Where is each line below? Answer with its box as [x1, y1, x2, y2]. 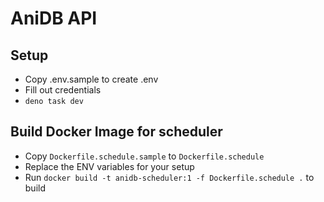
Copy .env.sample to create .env [24, 73, 159, 85]
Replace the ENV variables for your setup [24, 160, 195, 172]
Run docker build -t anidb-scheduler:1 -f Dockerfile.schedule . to [24, 171, 315, 183]
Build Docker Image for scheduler [10, 123, 223, 141]
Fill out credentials [24, 84, 102, 96]
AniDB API [10, 7, 98, 30]
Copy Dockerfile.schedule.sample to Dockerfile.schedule [24, 150, 265, 162]
